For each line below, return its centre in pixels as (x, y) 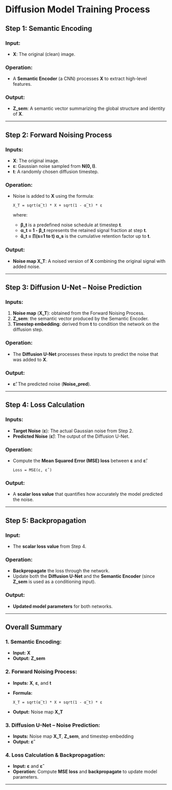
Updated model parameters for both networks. (63, 606)
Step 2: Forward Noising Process (59, 135)
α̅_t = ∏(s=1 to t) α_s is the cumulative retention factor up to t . (85, 236)
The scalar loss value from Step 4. (49, 546)
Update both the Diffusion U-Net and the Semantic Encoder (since (84, 576)
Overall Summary (34, 627)
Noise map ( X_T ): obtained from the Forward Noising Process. (79, 313)
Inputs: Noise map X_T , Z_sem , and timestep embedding (73, 736)
